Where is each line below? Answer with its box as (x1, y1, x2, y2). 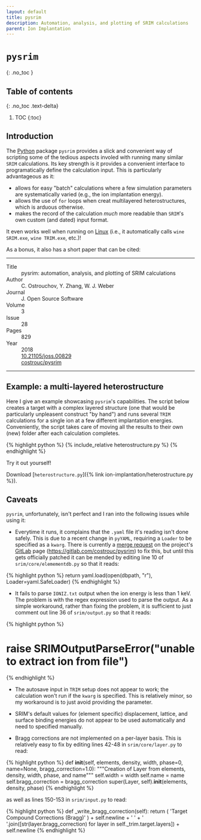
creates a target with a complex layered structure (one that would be (6, 404, 175, 411)
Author (6, 275, 23, 283)
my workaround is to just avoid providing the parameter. (14, 698, 153, 706)
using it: (6, 517, 26, 524)
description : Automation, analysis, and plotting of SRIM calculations (6, 20, 188, 26)
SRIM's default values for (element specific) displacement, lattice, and (14, 710, 188, 718)
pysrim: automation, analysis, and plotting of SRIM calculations (21, 269, 176, 277)
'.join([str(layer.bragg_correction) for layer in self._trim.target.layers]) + (6, 820, 180, 828)
